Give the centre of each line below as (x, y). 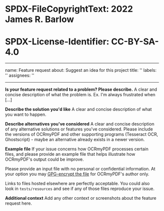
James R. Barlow (40, 19)
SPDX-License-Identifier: (57, 42)
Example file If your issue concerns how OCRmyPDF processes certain (77, 149)
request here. (19, 203)
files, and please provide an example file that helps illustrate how (70, 154)
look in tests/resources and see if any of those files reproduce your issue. (80, 189)
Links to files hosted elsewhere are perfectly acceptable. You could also (77, 184)
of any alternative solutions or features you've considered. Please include (79, 129)
